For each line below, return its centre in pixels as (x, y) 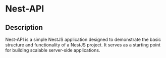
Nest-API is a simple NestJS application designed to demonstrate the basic (83, 39)
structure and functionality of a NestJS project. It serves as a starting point (83, 45)
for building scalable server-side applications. (53, 50)
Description (24, 27)
